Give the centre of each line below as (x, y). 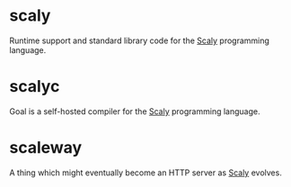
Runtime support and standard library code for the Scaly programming (139, 40)
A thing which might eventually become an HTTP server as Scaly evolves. (146, 173)
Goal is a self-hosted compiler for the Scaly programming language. (135, 111)
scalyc (35, 87)
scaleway (46, 148)
